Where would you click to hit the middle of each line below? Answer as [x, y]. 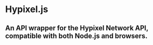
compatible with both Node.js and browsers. [76, 36]
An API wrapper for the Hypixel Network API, [77, 28]
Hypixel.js [27, 9]
